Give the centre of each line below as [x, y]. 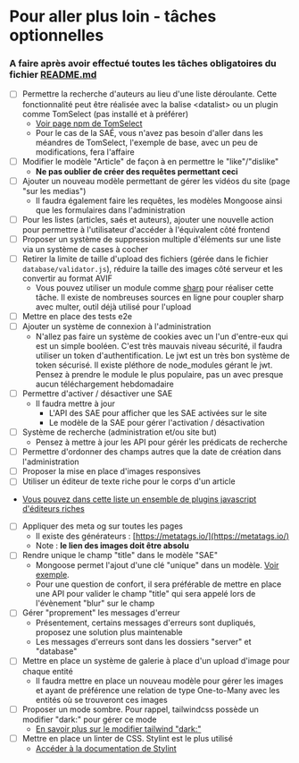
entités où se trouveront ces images [101, 699]
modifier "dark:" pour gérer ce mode [89, 719]
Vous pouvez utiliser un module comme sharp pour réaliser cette [154, 287]
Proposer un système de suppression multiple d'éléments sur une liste [151, 239]
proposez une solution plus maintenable [109, 632]
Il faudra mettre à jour [75, 403]
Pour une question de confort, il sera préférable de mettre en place [158, 584]
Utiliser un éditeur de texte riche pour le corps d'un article [129, 481]
